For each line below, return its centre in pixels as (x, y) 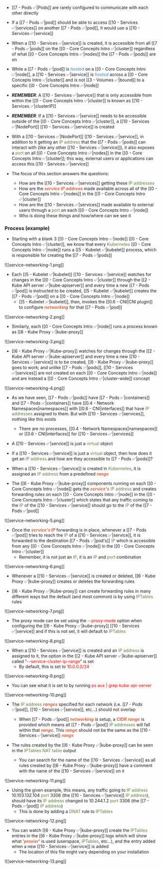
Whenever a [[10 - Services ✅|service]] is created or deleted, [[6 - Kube (83, 576)
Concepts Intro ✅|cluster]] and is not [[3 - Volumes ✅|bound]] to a (78, 80)
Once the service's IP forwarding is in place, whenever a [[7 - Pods (79, 530)
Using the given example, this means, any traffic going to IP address (80, 790)
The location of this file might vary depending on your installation (84, 852)
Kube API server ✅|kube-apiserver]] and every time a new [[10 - (76, 357)
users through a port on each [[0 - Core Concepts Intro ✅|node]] (83, 210)
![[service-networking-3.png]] (35, 342)
